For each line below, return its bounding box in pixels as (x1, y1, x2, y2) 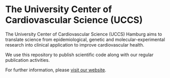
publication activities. (5, 57, 50, 63)
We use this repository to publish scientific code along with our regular (5, 52, 154, 58)
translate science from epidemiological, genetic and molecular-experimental (5, 36, 165, 43)
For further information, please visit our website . (5, 67, 106, 73)
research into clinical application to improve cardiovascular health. (5, 42, 145, 48)
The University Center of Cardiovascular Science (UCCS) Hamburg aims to (5, 31, 162, 37)
